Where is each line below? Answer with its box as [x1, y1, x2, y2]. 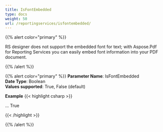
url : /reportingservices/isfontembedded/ [5, 21, 91, 26]
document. [5, 54, 27, 60]
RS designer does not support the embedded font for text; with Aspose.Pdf [5, 44, 157, 50]
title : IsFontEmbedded [5, 7, 52, 12]
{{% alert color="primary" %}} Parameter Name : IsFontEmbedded [5, 73, 139, 79]
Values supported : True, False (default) [5, 84, 86, 90]
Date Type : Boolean [5, 79, 46, 84]
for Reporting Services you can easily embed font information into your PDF [5, 49, 159, 55]
